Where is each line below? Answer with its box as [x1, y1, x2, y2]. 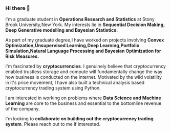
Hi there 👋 [5, 5, 31, 12]
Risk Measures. [5, 53, 39, 59]
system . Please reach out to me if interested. [5, 121, 101, 127]
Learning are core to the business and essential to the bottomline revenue [5, 100, 162, 106]
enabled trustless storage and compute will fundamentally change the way [5, 69, 163, 75]
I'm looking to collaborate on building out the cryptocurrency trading [5, 116, 154, 122]
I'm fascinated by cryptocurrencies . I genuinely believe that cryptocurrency [5, 63, 166, 70]
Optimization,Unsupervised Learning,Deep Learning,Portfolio [5, 42, 140, 49]
